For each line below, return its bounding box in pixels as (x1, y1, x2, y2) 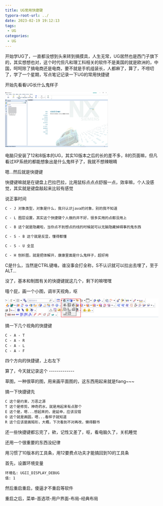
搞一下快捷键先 (5, 389, 35, 394)
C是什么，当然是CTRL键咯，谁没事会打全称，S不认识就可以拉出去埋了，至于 (5, 262, 159, 268)
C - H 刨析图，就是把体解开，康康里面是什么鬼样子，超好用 (5, 253, 109, 258)
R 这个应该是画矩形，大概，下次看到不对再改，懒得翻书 (5, 419, 100, 425)
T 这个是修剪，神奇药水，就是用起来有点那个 (5, 404, 82, 409)
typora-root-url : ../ (5, 13, 49, 18)
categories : (5, 34, 29, 38)
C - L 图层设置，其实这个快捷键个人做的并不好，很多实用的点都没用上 (5, 215, 127, 220)
